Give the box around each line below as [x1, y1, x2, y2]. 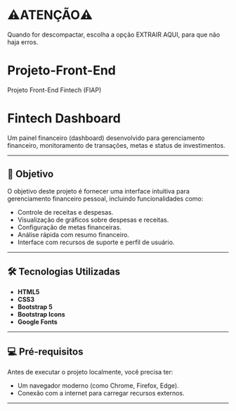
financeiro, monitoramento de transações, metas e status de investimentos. [7, 141, 226, 149]
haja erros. [7, 37, 39, 46]
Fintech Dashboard [7, 110, 121, 127]
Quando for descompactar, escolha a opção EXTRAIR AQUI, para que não [7, 30, 221, 39]
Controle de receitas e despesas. [17, 208, 114, 216]
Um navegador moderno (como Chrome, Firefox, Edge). [17, 381, 179, 390]
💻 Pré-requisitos [7, 346, 84, 358]
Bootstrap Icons [17, 310, 65, 319]
